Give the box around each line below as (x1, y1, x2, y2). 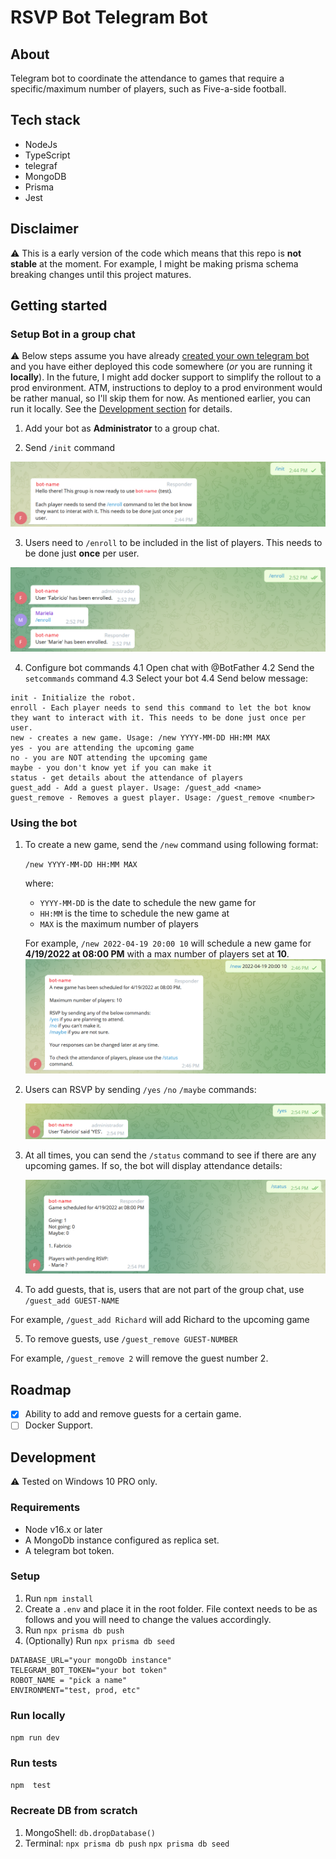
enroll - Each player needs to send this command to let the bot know (10, 703, 311, 713)
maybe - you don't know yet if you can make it (10, 763, 213, 773)
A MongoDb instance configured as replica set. (24, 1534, 220, 1546)
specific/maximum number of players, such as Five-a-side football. (10, 83, 287, 95)
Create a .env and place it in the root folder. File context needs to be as (24, 1602, 318, 1615)
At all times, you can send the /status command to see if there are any (24, 1149, 317, 1161)
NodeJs (24, 138, 58, 150)
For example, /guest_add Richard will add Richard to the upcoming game (10, 1314, 310, 1326)
